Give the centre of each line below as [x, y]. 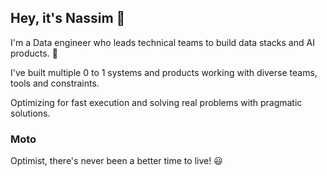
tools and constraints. [55, 83]
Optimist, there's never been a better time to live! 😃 [116, 161]
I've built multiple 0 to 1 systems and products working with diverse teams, [164, 72]
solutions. [30, 113]
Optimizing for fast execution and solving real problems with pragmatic [156, 102]
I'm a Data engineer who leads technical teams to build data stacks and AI [162, 42]
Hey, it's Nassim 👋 [68, 18]
